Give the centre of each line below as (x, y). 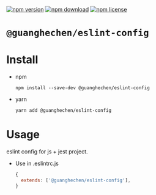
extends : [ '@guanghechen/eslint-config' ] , (76, 180)
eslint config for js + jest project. (47, 152)
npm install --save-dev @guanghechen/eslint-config (82, 88)
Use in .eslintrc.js (37, 164)
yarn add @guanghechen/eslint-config (63, 111)
